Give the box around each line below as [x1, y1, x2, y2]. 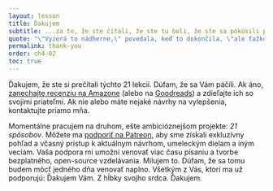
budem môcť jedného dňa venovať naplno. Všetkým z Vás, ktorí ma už [8, 164, 244, 174]
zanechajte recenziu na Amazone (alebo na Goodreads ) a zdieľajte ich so [8, 88, 254, 98]
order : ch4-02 [8, 50, 57, 58]
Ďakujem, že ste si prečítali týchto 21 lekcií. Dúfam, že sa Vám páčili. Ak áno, [8, 79, 264, 89]
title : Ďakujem [8, 20, 60, 28]
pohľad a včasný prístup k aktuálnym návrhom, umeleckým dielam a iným [8, 138, 254, 148]
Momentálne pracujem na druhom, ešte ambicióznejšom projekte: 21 [8, 121, 238, 131]
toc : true [8, 58, 42, 66]
